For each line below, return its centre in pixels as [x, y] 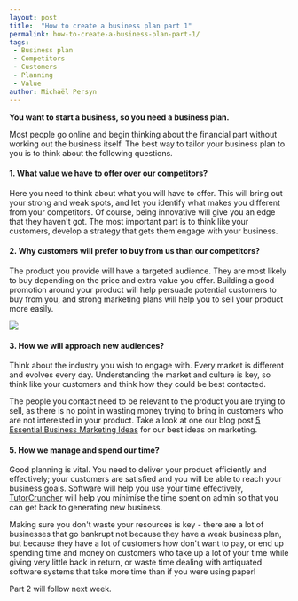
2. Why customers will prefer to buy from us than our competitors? [134, 251]
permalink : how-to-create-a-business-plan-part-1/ [105, 34]
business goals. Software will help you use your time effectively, [126, 488]
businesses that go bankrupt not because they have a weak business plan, [145, 534]
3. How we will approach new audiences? [87, 345]
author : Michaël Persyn [53, 91]
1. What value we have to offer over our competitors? [109, 173]
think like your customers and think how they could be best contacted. [137, 384]
